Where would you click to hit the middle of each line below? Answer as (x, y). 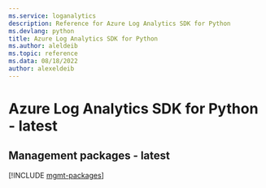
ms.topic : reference (44, 53)
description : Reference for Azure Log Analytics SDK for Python (120, 23)
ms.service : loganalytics (52, 16)
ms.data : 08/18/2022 (44, 62)
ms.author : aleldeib (44, 46)
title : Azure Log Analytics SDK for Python (83, 38)
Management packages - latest (89, 156)
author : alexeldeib (41, 69)
